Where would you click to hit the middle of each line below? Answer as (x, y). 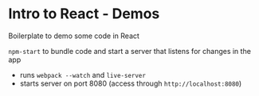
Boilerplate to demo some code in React (74, 36)
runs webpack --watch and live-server (82, 75)
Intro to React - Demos (84, 14)
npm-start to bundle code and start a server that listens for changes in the (129, 51)
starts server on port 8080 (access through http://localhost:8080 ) (131, 83)
